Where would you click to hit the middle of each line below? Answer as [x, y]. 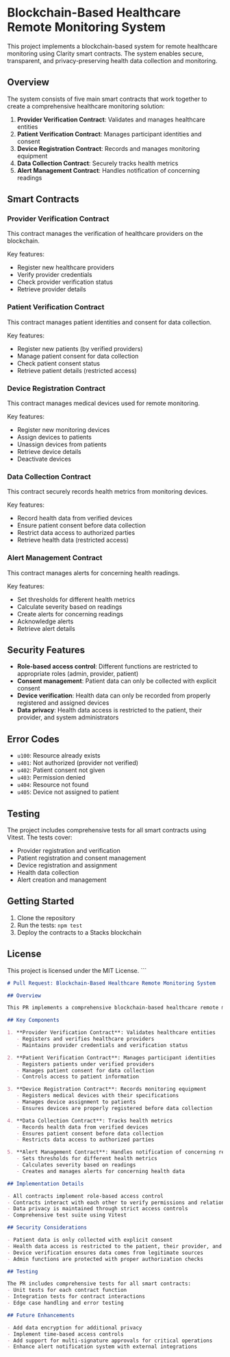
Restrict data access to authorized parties [76, 533]
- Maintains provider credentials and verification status [102, 1045]
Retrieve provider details [52, 289]
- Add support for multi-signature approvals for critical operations [110, 1341]
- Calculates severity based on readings [76, 1165]
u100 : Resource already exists [59, 756]
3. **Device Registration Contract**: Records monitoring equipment [107, 1089]
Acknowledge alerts [45, 621]
